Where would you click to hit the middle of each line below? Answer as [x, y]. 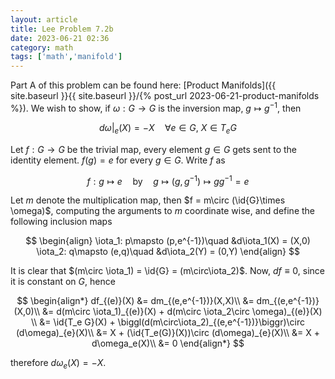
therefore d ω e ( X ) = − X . [58, 364]
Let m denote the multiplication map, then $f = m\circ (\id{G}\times [148, 200]
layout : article [44, 19]
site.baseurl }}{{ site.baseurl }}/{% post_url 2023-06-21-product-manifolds [165, 96]
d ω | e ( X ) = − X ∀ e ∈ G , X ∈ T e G [168, 128]
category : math [42, 47]
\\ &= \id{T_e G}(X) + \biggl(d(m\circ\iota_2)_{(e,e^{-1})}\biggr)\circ [168, 322]
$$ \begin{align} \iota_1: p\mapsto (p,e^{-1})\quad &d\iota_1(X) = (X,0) [168, 241]
